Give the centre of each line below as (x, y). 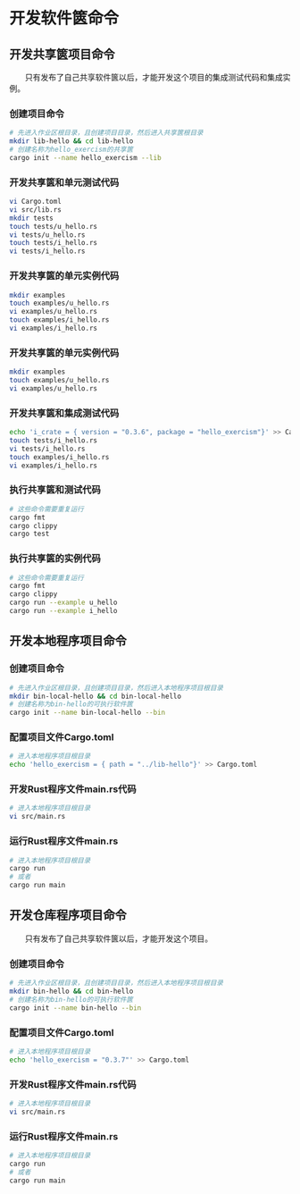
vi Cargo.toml (36, 202)
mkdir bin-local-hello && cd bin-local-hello (95, 696)
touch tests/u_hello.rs (54, 226)
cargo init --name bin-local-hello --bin (87, 713)
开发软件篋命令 (64, 18)
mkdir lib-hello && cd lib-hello (71, 141)
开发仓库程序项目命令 (68, 916)
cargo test (29, 534)
